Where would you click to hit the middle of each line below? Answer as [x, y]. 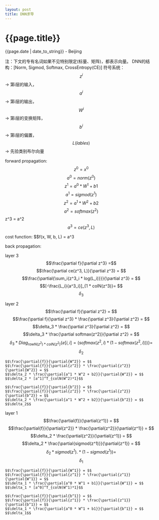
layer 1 [11, 413]
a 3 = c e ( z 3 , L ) [81, 227]
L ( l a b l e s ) [81, 143]
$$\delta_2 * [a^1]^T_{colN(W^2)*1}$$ [44, 378]
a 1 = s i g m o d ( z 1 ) [81, 194]
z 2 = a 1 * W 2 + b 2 [81, 202]
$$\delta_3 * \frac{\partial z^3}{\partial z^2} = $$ [81, 327]
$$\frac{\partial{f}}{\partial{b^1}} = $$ [48, 496]
